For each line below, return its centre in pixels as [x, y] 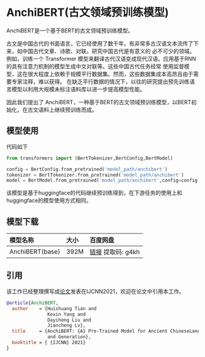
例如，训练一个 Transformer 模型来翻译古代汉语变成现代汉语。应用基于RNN [101, 58]
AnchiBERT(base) [35, 252]
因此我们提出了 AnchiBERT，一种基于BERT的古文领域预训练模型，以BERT [99, 102]
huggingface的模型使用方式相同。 [49, 200]
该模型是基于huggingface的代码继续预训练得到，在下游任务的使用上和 [94, 193]
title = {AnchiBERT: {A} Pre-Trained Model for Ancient [90, 331]
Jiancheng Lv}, [67, 326]
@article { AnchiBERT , [33, 303]
